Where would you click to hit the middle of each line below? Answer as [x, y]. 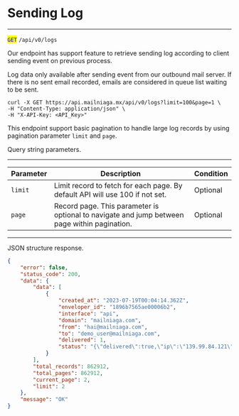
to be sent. [23, 89]
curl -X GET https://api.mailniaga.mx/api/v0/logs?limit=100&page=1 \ [114, 102]
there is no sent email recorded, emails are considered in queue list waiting [117, 82]
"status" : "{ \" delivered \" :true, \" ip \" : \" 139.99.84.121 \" [146, 347]
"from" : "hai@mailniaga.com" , [103, 327]
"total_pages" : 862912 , [68, 373]
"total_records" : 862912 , [71, 366]
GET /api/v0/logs [32, 40]
